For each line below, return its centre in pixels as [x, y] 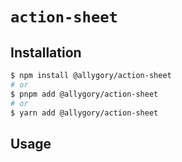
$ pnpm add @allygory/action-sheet [84, 94]
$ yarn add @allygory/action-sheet [84, 113]
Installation [46, 52]
